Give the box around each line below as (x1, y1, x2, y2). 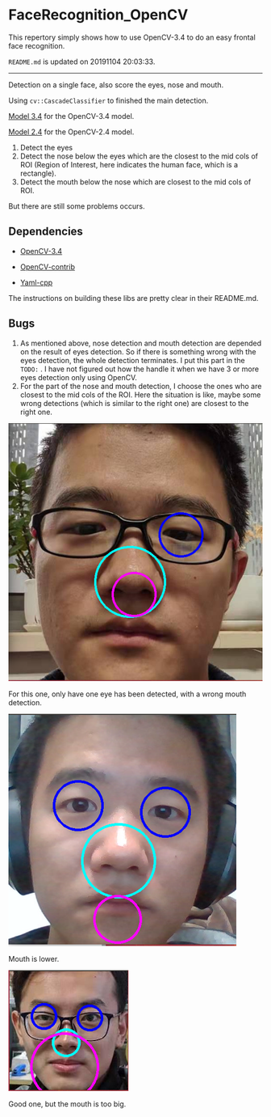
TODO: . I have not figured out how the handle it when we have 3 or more (19, 364, 260, 374)
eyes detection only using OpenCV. (19, 372, 137, 382)
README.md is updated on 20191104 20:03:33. (8, 57, 156, 66)
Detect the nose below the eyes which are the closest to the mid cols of (19, 151, 259, 161)
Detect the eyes (19, 142, 73, 152)
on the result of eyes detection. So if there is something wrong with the (19, 346, 256, 357)
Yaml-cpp (19, 277, 53, 287)
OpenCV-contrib (19, 261, 75, 272)
